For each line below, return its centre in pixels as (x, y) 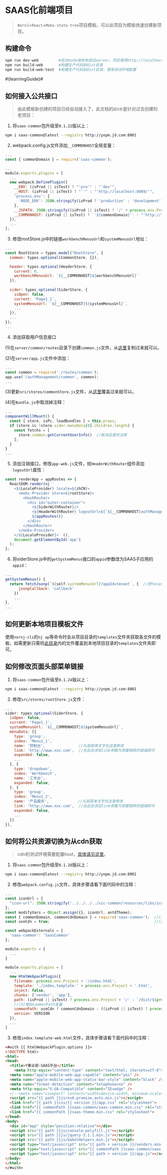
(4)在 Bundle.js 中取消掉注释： (36, 402)
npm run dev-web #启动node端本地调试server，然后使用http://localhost (84, 60)
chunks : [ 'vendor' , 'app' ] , (43, 995)
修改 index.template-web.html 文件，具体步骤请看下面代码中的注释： (82, 1037)
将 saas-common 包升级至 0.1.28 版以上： (51, 865)
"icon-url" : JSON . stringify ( (40, 903)
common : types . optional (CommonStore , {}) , (54, 257)
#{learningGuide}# (24, 79)
